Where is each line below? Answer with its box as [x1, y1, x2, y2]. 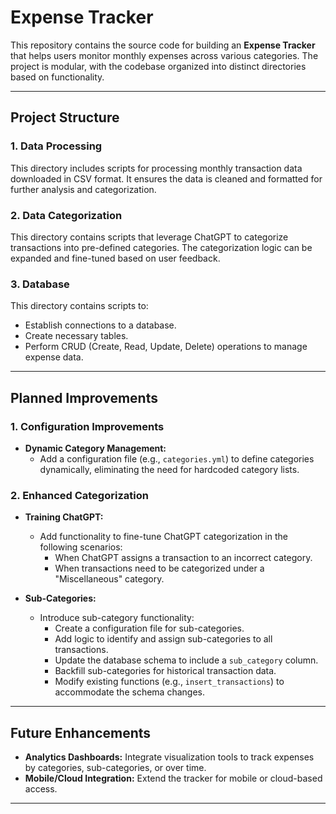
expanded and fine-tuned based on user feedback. [10, 252, 221, 264]
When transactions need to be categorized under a [54, 562, 265, 575]
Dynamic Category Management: [24, 442, 167, 454]
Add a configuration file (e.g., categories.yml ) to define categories [39, 452, 315, 465]
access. [24, 783, 58, 795]
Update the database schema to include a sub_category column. [54, 654, 319, 666]
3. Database [10, 277, 70, 291]
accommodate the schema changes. [54, 686, 205, 698]
